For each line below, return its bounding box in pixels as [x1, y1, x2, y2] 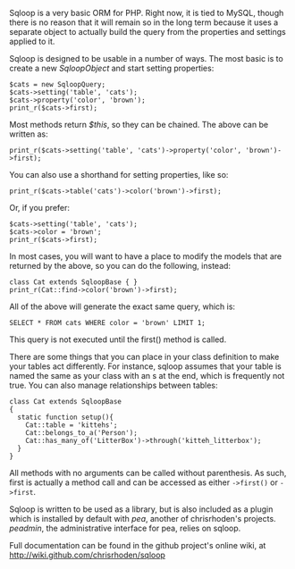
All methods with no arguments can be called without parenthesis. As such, [9, 468, 287, 478]
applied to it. [9, 36, 55, 46]
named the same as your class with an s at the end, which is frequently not [9, 371, 285, 381]
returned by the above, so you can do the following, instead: [9, 261, 231, 271]
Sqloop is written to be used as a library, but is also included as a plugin [9, 504, 274, 515]
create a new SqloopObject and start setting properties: [9, 63, 215, 73]
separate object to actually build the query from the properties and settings [9, 27, 286, 37]
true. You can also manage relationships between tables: [9, 380, 218, 390]
